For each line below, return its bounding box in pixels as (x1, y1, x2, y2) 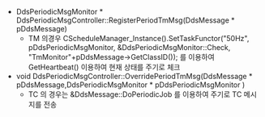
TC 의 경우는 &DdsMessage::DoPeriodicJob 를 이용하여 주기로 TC (28, 90, 242, 99)
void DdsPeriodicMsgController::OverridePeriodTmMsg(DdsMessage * (15, 72, 253, 81)
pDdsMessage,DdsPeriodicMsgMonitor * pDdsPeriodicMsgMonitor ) (15, 80, 246, 90)
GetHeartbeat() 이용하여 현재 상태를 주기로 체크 (28, 62, 181, 72)
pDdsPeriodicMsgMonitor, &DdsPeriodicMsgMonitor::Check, (28, 43, 231, 52)
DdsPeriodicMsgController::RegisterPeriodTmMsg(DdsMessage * (15, 15, 235, 25)
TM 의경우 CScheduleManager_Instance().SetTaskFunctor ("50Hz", (28, 34, 250, 43)
